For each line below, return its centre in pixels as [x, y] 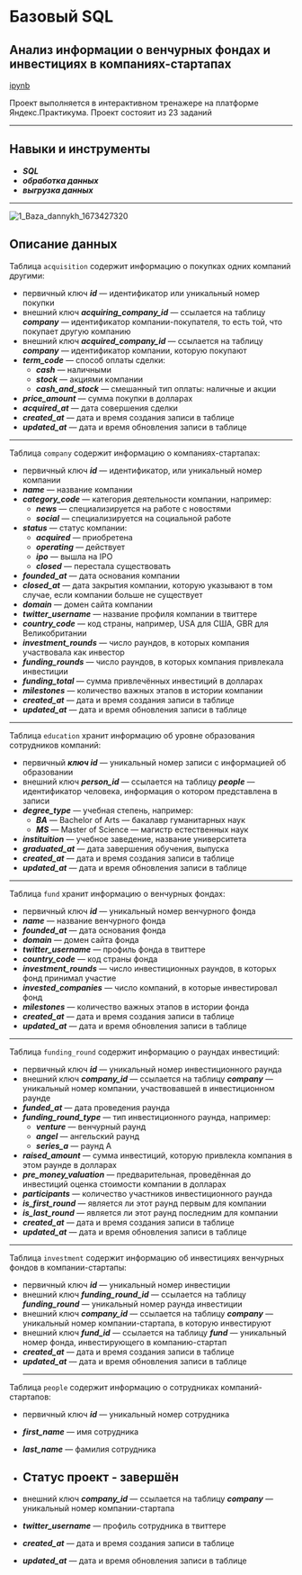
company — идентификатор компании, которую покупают [134, 350]
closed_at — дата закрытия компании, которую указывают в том [147, 585]
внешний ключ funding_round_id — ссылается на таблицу [134, 1294]
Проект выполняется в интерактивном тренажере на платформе [134, 103]
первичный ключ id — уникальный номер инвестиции [126, 1284]
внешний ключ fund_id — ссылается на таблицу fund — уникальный [155, 1332]
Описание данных [63, 244]
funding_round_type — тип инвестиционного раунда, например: [147, 1117]
